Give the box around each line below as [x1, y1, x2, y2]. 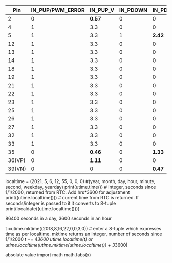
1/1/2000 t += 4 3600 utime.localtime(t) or [5, 236, 93, 242]
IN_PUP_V [90, 7, 114, 13]
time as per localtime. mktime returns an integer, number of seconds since [5, 231, 162, 237]
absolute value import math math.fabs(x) [5, 252, 91, 258]
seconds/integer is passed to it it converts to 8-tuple [5, 200, 116, 206]
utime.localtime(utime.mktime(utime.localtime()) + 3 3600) [5, 242, 128, 248]
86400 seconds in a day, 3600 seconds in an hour [5, 215, 112, 221]
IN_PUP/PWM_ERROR [31, 7, 85, 13]
